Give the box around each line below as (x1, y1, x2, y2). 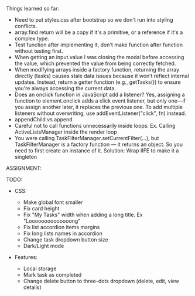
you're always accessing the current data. (14, 85, 116, 91)
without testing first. (14, 47, 63, 55)
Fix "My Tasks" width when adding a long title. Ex (23, 211, 143, 218)
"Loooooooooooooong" (23, 217, 81, 224)
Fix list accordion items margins (23, 224, 100, 230)
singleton (14, 154, 37, 160)
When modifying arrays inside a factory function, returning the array (14, 66, 180, 73)
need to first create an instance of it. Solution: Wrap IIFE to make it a (14, 147, 179, 154)
